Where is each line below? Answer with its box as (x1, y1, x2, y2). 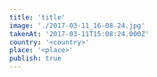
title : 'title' (9, 12, 66, 22)
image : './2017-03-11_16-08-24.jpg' (9, 21, 145, 30)
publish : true (9, 54, 62, 63)
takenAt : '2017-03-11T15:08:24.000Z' (9, 29, 150, 38)
